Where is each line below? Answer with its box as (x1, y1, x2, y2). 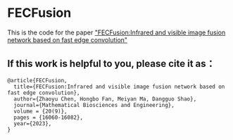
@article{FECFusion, (7, 77, 68, 84)
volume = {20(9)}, (13, 108, 68, 115)
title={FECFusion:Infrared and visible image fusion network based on (13, 83, 225, 90)
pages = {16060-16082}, (13, 114, 83, 121)
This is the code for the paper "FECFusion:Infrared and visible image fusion (7, 28, 226, 37)
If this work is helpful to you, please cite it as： (7, 58, 216, 70)
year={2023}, (13, 120, 52, 127)
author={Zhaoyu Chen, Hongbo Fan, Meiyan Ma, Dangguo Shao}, (13, 95, 197, 103)
